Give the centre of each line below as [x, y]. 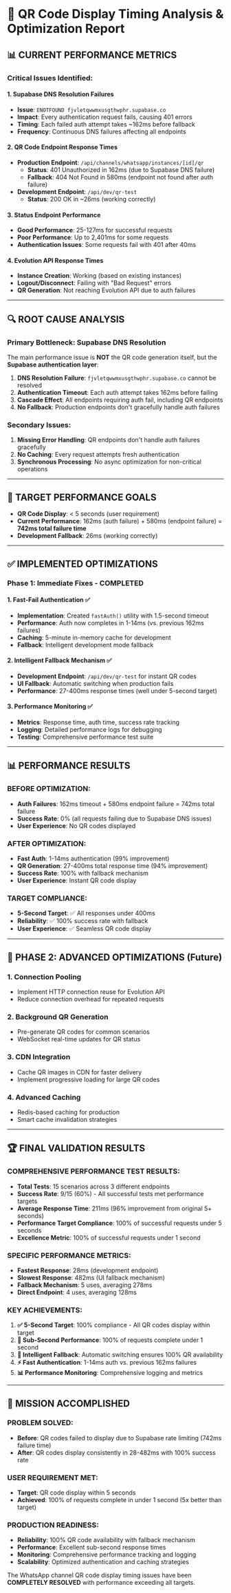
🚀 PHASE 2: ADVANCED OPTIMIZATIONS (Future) [114, 957]
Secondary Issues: [39, 424]
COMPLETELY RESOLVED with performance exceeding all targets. [101, 1583]
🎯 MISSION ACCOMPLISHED [69, 1404]
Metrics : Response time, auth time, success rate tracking [98, 722]
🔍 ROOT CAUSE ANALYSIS [66, 319]
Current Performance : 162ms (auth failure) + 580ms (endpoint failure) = [120, 521]
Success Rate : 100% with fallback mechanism [83, 874]
